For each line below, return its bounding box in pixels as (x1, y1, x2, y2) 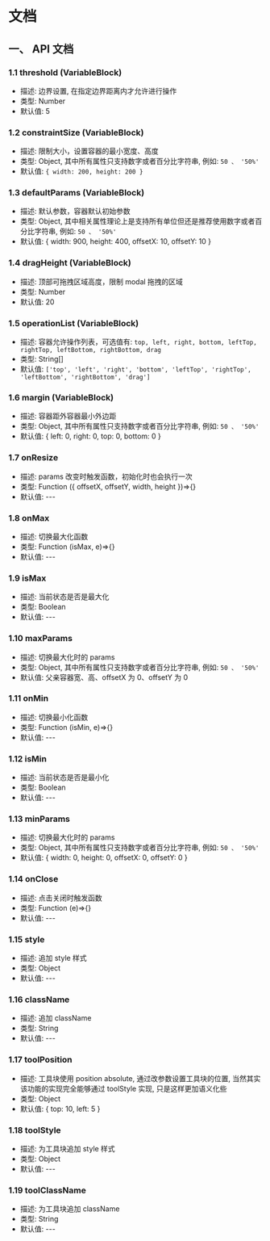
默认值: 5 (19, 106, 51, 115)
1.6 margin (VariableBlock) (8, 392, 114, 403)
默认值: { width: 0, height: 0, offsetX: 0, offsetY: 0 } (19, 853, 188, 862)
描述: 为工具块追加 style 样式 (19, 1143, 115, 1153)
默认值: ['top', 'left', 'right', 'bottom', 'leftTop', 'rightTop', (19, 364, 251, 374)
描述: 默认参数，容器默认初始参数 (19, 207, 131, 216)
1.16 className (8, 994, 70, 1005)
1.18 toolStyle (8, 1124, 62, 1135)
